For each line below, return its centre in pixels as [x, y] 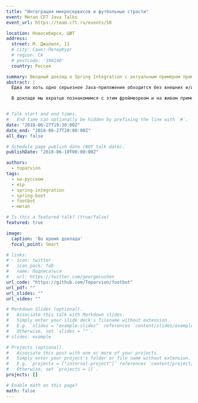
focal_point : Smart [35, 244]
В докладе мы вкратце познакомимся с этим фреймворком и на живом [95, 98]
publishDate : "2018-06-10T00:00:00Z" [52, 152]
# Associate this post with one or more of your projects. [83, 353]
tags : [13, 174]
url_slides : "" [25, 293]
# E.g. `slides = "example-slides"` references [68, 326]
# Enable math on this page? [42, 385]
